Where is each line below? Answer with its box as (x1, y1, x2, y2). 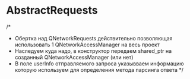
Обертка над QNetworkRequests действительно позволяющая (14, 34, 173, 42)
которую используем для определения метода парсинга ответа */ (14, 66, 184, 73)
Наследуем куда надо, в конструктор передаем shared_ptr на (14, 47, 172, 54)
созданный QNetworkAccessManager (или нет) (14, 53, 134, 61)
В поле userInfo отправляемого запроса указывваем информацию (14, 60, 184, 67)
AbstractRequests (6, 4, 98, 17)
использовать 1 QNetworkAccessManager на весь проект (14, 41, 160, 48)
